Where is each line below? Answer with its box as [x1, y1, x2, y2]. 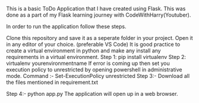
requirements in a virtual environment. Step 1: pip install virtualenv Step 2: [6, 54, 186, 60]
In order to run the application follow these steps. [6, 23, 127, 30]
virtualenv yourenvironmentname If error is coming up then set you [6, 60, 170, 67]
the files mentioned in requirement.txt [6, 79, 99, 86]
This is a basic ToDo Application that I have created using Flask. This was [6, 5, 186, 12]
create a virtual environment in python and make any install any [6, 47, 162, 54]
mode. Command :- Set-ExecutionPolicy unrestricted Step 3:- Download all [6, 73, 190, 79]
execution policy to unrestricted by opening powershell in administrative [6, 66, 182, 73]
